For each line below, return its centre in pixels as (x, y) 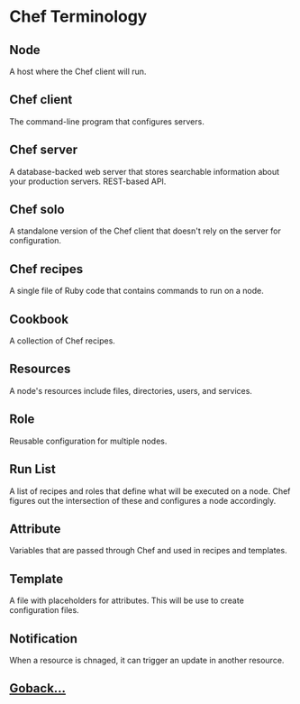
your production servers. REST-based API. (88, 181)
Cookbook (39, 319)
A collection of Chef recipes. (62, 341)
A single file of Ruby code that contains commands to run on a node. (136, 291)
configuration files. (44, 610)
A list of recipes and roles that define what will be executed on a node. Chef (150, 491)
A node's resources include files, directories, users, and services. (131, 390)
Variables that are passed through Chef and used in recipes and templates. (148, 551)
